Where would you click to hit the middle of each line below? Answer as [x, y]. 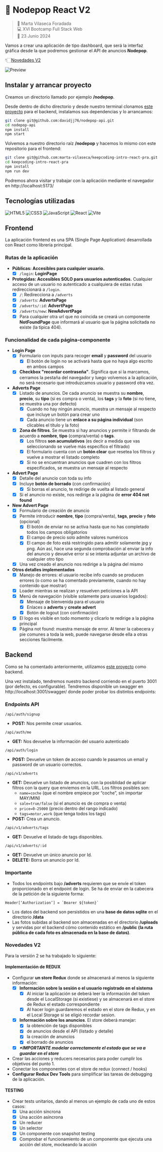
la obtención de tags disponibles [59, 1026]
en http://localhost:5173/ [29, 185]
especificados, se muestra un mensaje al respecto [77, 467]
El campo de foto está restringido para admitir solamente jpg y [89, 543]
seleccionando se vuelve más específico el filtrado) [78, 446]
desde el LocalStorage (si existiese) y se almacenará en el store [91, 999]
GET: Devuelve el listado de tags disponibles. [57, 837]
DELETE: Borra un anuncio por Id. [46, 860]
